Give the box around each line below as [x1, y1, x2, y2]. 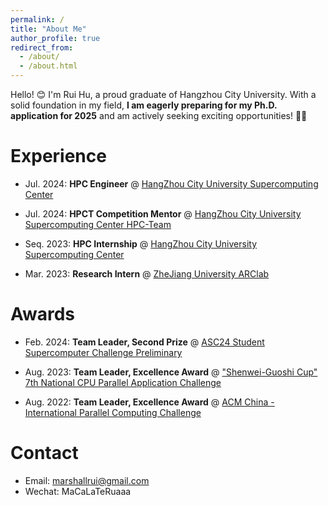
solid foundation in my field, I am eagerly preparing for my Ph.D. [10, 99, 278, 111]
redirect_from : [10, 42, 74, 53]
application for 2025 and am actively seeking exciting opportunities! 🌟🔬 [10, 110, 308, 121]
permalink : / [10, 14, 65, 25]
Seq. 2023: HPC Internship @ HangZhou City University [24, 237, 257, 250]
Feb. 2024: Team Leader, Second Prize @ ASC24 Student [24, 336, 265, 348]
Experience [10, 145, 107, 168]
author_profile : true [10, 33, 101, 43]
